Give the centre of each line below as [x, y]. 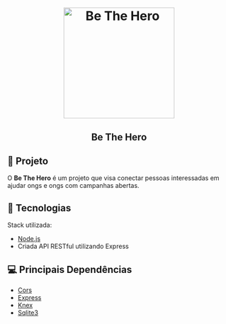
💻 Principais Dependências [70, 269]
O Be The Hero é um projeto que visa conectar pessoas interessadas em [113, 178]
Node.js [29, 239]
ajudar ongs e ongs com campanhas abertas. [73, 186]
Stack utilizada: [30, 225]
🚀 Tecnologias [39, 208]
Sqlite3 [28, 313]
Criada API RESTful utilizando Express [73, 246]
